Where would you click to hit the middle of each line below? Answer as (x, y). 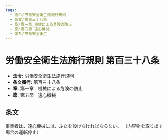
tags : (11, 10)
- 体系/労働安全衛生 (29, 34)
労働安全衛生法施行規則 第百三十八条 (82, 61)
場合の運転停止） (23, 132)
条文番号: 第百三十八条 (37, 82)
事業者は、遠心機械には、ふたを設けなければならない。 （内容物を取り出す (84, 126)
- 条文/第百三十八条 (29, 19)
